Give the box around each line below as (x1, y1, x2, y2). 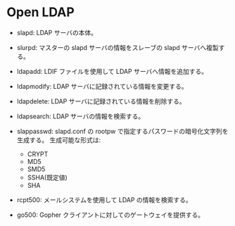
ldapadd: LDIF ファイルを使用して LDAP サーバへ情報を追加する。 (16, 67, 208, 75)
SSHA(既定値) (27, 173, 68, 182)
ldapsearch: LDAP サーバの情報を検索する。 (16, 112, 145, 120)
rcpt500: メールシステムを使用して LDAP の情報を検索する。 (16, 195, 193, 204)
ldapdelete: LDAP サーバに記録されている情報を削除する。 (16, 96, 186, 106)
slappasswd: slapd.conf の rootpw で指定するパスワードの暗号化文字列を (16, 127, 229, 135)
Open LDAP (6, 4, 75, 20)
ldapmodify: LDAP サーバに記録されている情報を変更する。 (16, 82, 188, 90)
